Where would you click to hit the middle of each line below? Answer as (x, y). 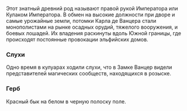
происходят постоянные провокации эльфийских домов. (77, 39)
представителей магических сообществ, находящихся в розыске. (89, 74)
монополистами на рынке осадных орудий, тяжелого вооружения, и (92, 27)
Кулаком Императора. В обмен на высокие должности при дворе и (91, 15)
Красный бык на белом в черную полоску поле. (66, 101)
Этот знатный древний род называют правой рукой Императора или (92, 8)
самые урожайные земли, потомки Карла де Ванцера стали (81, 21)
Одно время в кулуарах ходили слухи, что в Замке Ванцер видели (89, 67)
